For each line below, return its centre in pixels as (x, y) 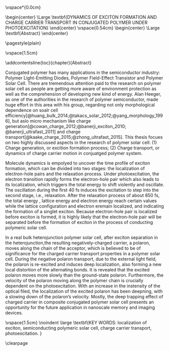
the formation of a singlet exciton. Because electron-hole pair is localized (81, 211)
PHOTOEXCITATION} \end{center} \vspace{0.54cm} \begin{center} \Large (82, 28)
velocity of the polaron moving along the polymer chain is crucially (74, 280)
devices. (14, 313)
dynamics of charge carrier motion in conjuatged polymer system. (74, 153)
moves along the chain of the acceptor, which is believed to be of (73, 248)
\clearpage (17, 343)
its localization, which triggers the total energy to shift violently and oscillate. (85, 185)
